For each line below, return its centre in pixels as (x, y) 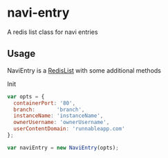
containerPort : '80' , (45, 103)
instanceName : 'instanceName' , (58, 116)
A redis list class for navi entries (53, 32)
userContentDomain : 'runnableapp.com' (69, 129)
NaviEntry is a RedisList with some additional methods (84, 70)
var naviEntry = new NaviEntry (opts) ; (63, 148)
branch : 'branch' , (49, 109)
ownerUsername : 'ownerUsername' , (62, 123)
